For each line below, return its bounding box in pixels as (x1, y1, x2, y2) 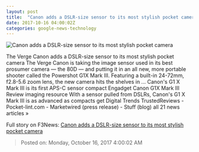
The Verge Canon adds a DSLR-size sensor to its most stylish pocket (6, 53, 175, 60)
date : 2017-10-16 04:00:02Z (6, 20, 76, 26)
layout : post (6, 8, 38, 15)
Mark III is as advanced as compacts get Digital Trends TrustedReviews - (6, 97, 184, 104)
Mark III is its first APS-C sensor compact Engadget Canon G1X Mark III (6, 84, 179, 92)
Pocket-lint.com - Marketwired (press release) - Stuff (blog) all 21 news (6, 103, 180, 110)
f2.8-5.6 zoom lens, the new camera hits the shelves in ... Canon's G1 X (6, 78, 181, 85)
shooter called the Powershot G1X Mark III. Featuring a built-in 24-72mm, (6, 72, 185, 79)
